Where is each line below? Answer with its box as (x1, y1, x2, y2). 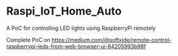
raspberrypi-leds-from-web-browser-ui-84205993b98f (6, 43, 146, 50)
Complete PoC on (6, 36, 50, 43)
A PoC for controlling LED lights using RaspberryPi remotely (6, 24, 156, 32)
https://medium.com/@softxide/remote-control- (51, 36, 172, 43)
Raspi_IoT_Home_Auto (6, 4, 122, 18)
